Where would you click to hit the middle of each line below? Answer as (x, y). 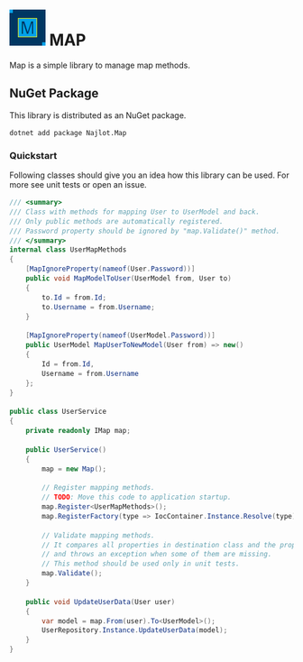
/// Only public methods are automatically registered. (116, 221)
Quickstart (33, 155)
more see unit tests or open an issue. (78, 185)
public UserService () (66, 450)
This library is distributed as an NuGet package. (98, 115)
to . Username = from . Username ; (98, 307)
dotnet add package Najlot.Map (68, 133)
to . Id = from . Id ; (74, 298)
